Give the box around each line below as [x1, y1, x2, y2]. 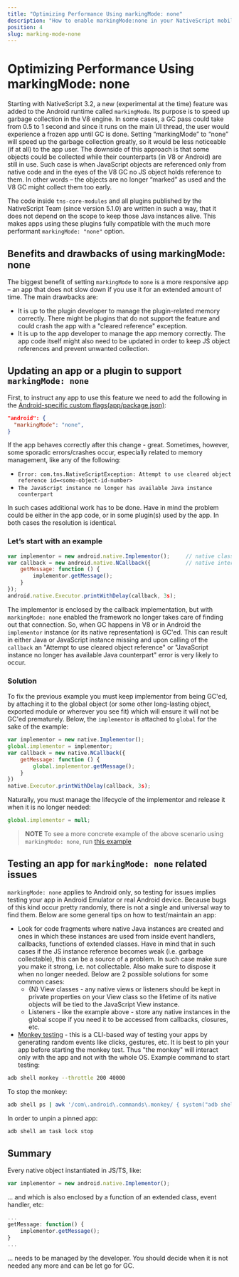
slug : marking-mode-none [7, 30, 81, 38]
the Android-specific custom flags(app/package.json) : [7, 400, 167, 410]
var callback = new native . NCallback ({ [7, 749, 126, 756]
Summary [7, 1147, 52, 1159]
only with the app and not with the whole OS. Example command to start [17, 1053, 230, 1061]
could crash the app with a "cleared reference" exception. [17, 322, 188, 330]
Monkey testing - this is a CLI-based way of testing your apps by [17, 1030, 208, 1038]
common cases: [17, 977, 65, 986]
